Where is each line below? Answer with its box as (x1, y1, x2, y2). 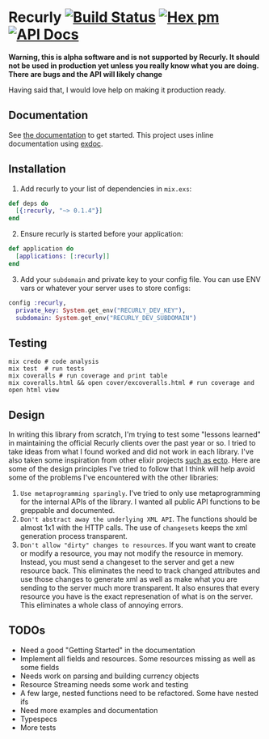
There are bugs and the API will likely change (8, 69, 163, 79)
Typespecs (19, 714, 58, 724)
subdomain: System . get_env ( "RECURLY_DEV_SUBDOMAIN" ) (15, 314, 197, 322)
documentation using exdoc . (8, 139, 103, 148)
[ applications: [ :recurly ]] (15, 252, 111, 261)
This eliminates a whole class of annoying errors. (19, 600, 183, 610)
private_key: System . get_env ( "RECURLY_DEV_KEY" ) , (15, 306, 186, 314)
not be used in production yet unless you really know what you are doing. (8, 61, 259, 70)
